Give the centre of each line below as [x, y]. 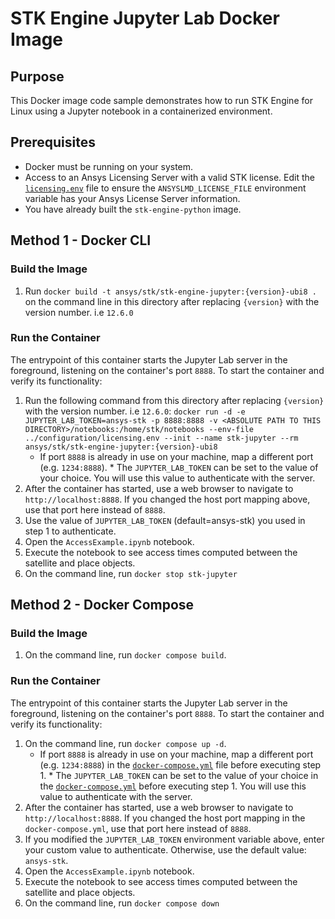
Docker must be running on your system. [109, 166]
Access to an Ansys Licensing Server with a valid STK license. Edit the [169, 177]
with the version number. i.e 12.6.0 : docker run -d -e [135, 411]
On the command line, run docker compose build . [125, 655]
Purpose [37, 76]
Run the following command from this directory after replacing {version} [174, 400]
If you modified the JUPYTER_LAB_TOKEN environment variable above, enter [174, 839]
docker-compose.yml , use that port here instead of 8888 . [138, 828]
